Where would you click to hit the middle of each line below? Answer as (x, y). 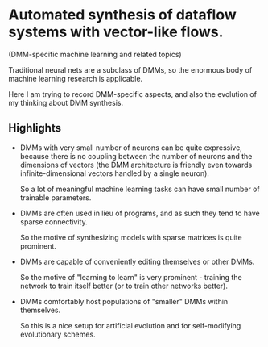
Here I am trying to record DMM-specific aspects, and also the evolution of (133, 94)
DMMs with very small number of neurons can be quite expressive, (131, 148)
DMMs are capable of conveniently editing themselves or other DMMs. (137, 261)
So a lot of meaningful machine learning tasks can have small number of (140, 189)
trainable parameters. (56, 197)
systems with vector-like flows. (116, 32)
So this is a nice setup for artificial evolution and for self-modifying (130, 325)
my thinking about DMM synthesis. (66, 102)
